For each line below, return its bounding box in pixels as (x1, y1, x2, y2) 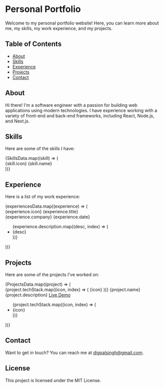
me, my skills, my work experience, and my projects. (5, 25, 113, 31)
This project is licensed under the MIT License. (5, 377, 101, 383)
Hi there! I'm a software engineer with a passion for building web (5, 102, 138, 108)
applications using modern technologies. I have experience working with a (5, 107, 158, 113)
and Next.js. (5, 118, 30, 124)
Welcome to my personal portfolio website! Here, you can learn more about (5, 20, 159, 26)
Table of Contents (5, 40, 62, 48)
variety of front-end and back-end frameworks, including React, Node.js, (5, 112, 155, 118)
